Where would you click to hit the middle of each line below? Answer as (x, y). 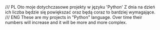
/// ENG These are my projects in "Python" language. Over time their (74, 17)
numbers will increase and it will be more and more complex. (66, 22)
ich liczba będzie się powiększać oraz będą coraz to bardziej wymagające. (80, 12)
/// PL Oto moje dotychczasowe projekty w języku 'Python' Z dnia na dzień (80, 7)
